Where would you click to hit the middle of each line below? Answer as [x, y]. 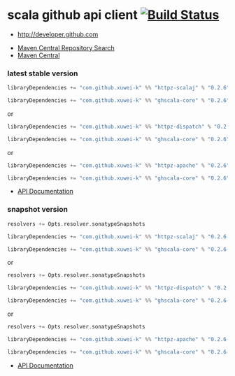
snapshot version [38, 210]
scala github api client [73, 15]
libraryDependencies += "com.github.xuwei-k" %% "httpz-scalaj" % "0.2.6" [119, 88]
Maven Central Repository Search [66, 48]
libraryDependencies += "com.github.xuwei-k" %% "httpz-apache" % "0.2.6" [119, 165]
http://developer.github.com [58, 34]
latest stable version [43, 73]
